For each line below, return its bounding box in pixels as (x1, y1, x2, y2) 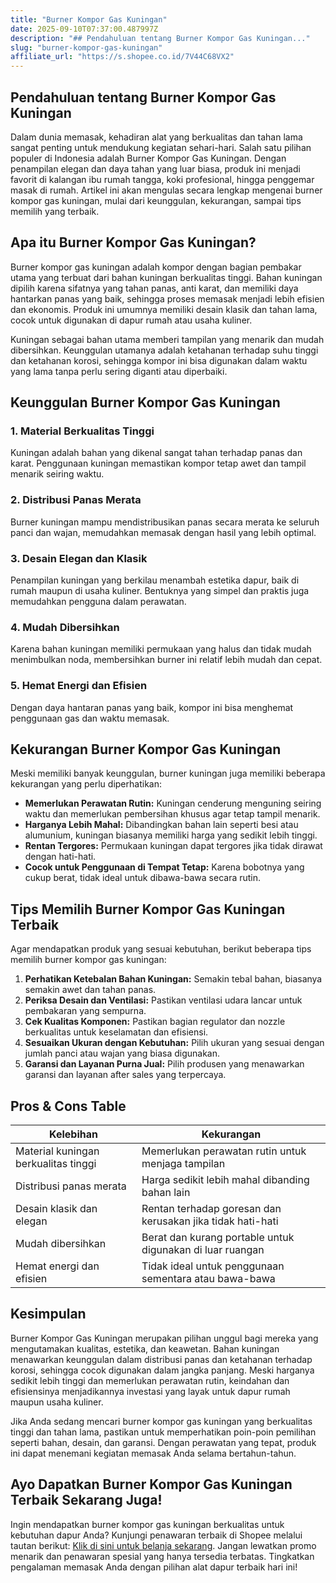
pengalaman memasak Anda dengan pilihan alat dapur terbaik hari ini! (10, 1561, 298, 1573)
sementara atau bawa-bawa (141, 1272, 276, 1286)
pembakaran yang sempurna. (24, 1005, 147, 1017)
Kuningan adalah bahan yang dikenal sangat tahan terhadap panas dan (10, 447, 303, 459)
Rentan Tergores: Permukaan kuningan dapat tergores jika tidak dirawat (24, 840, 323, 852)
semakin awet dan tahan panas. (24, 984, 157, 996)
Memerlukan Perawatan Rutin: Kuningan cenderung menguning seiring (24, 797, 322, 810)
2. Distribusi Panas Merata (10, 493, 142, 507)
